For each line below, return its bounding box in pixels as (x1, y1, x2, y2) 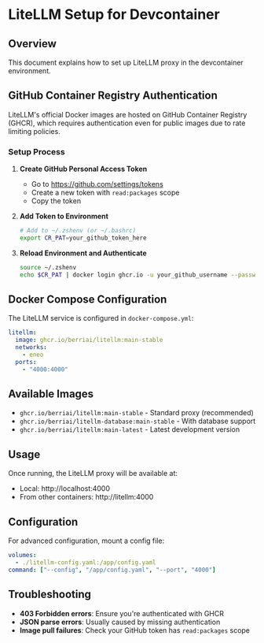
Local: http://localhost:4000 (19, 484, 110, 493)
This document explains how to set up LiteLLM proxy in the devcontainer (8, 58, 244, 67)
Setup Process (8, 146, 65, 157)
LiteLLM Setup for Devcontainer (8, 6, 220, 24)
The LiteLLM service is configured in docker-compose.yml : (8, 314, 194, 323)
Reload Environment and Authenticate (19, 248, 147, 258)
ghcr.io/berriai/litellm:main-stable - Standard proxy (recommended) (19, 408, 254, 418)
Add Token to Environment (19, 211, 108, 221)
